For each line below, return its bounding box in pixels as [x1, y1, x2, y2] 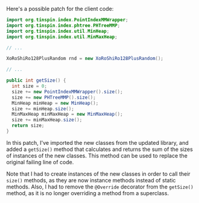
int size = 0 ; [11, 83, 47, 89]
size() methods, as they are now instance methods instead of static [6, 176, 177, 184]
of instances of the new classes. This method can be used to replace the [6, 151, 188, 159]
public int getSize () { [6, 78, 67, 84]
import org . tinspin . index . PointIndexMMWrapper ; [6, 17, 129, 23]
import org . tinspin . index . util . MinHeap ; [6, 28, 110, 34]
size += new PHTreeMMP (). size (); [11, 94, 96, 101]
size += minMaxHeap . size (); [11, 117, 83, 123]
